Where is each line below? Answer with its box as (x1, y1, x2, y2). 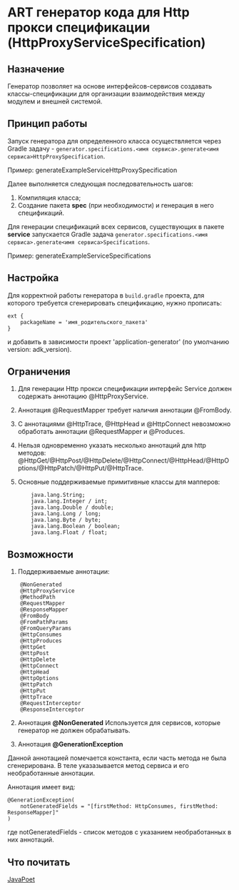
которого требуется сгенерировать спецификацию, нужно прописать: (7, 298, 223, 307)
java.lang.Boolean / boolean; (31, 522, 121, 530)
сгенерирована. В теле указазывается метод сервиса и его (7, 762, 189, 770)
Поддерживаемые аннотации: (17, 567, 110, 576)
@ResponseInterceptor (20, 706, 84, 714)
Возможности (7, 548, 73, 560)
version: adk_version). (7, 345, 72, 353)
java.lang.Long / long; (31, 510, 101, 517)
